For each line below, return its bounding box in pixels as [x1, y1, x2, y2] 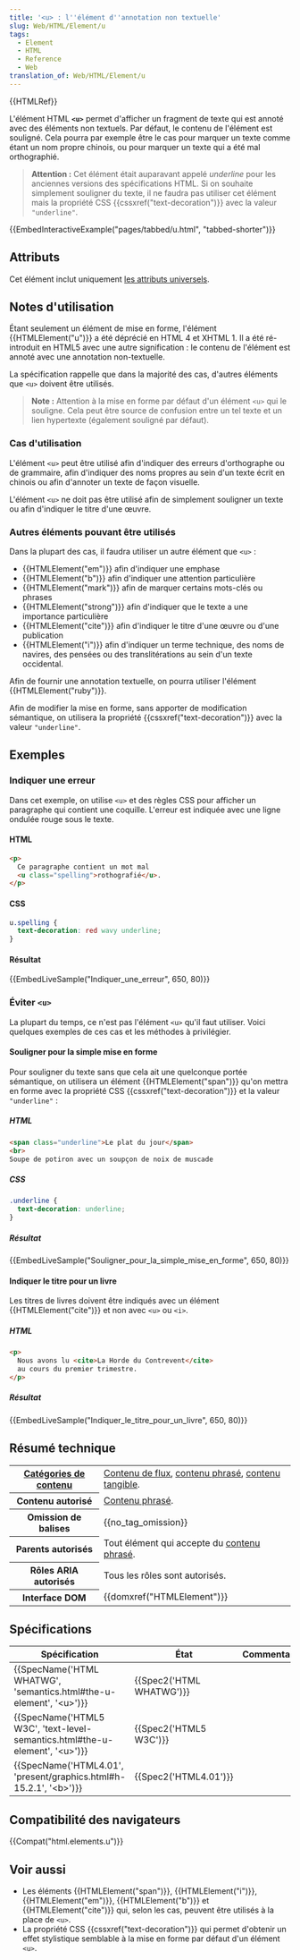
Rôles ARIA [29, 1564, 79, 1576]
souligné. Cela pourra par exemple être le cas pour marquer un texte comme [9, 132, 291, 143]
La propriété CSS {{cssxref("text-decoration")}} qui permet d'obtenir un [21, 1923, 287, 1934]
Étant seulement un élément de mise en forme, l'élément [9, 323, 217, 334]
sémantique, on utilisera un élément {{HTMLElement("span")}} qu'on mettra [9, 1075, 288, 1087]
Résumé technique [9, 1441, 116, 1456]
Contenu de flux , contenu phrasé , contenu [104, 1466, 281, 1479]
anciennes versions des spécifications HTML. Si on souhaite [30, 178, 254, 189]
